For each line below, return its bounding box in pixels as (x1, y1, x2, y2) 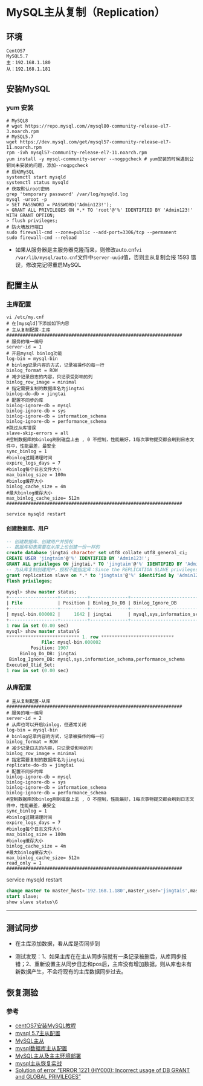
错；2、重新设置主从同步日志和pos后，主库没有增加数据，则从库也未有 (14, 960, 192, 968)
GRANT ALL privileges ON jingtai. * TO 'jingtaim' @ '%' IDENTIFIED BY (6, 561, 182, 568)
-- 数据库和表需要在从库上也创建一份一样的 (6, 544, 100, 551)
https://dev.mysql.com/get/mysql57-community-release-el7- (19, 139, 172, 145)
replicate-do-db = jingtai (6, 762, 74, 768)
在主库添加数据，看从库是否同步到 (14, 940, 100, 947)
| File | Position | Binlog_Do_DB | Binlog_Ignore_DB (6, 600, 177, 606)
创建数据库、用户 (6, 525, 49, 532)
